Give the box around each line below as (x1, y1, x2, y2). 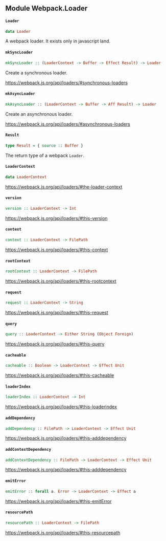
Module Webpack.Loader (5, 4, 88, 13)
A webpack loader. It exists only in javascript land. (5, 38, 111, 44)
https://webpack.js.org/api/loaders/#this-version (5, 215, 108, 221)
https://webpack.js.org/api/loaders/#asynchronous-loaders (5, 121, 130, 127)
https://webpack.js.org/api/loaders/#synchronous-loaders (5, 79, 128, 86)
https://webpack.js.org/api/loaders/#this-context (5, 246, 108, 253)
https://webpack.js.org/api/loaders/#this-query (5, 341, 105, 347)
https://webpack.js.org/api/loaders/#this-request (5, 310, 108, 316)
